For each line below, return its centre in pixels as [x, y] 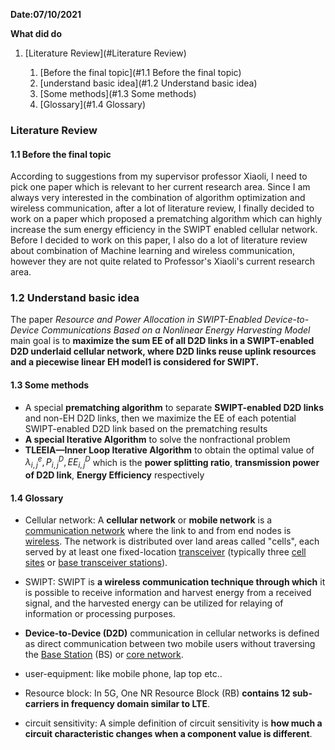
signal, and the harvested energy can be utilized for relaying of [154, 603]
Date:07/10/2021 [46, 14]
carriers [42, 704]
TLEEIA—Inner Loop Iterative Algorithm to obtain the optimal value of [169, 450]
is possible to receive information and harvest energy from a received [168, 593]
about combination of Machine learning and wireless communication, [152, 251]
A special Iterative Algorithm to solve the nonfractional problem [157, 439]
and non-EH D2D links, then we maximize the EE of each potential [160, 418]
